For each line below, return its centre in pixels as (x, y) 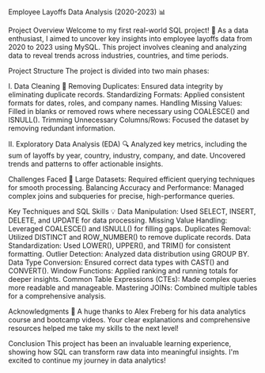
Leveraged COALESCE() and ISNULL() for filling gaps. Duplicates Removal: (130, 228)
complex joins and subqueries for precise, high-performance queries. (121, 196)
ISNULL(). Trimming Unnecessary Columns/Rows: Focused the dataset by (129, 120)
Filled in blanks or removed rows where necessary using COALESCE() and (129, 111)
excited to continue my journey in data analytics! (87, 360)
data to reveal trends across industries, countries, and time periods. (119, 55)
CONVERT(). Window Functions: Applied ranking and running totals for (123, 271)
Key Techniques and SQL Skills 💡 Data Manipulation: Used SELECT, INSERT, (132, 211)
